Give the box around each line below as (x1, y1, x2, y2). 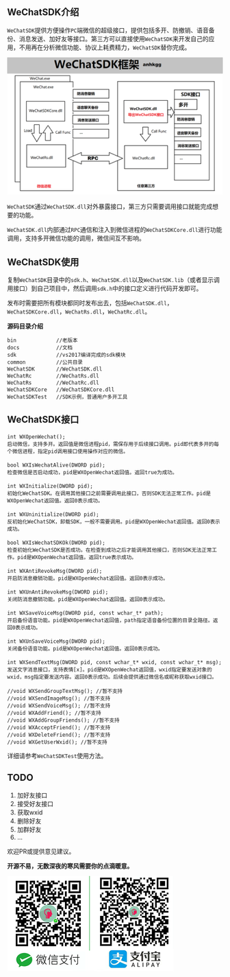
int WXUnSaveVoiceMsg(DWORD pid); (7, 637, 106, 645)
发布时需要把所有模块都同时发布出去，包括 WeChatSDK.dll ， (7, 299, 173, 307)
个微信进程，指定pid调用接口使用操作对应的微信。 (7, 448, 129, 455)
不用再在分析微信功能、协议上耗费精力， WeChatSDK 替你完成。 (18, 43, 191, 51)
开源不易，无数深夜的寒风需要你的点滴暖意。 (7, 862, 133, 870)
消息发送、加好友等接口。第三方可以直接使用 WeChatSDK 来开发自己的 (18, 34, 209, 43)
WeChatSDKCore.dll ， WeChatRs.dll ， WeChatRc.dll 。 (7, 307, 151, 316)
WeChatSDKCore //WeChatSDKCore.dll (7, 386, 115, 393)
